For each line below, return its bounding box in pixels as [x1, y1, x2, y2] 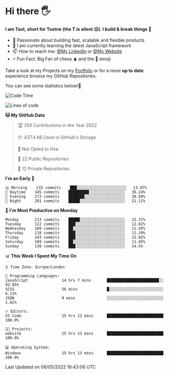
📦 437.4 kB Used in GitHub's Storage [17, 134, 96, 141]
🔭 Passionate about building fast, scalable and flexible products [12, 37, 145, 44]
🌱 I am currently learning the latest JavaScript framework [12, 43, 132, 49]
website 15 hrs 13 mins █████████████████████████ [5, 331, 164, 336]
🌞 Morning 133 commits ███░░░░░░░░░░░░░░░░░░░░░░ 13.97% [5, 185, 147, 190]
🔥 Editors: [5, 309, 29, 314]
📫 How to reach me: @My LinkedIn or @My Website [12, 48, 122, 55]
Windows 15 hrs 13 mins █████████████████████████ [5, 351, 164, 356]
